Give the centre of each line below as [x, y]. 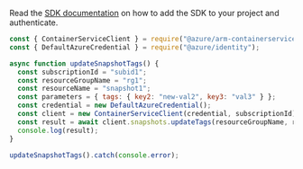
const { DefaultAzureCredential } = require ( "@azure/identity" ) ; [134, 47]
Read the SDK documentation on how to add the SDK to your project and [144, 13]
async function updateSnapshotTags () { [84, 63]
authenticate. [34, 22]
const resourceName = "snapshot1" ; [84, 89]
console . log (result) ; [58, 130]
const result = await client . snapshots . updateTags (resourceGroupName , [153, 122]
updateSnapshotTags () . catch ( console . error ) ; [94, 155]
